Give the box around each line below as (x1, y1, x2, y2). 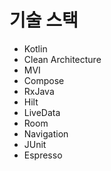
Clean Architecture (23, 53, 102, 65)
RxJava (23, 85, 55, 97)
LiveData (23, 106, 61, 118)
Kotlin (23, 42, 48, 55)
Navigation (23, 127, 69, 140)
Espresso (23, 149, 63, 161)
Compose (23, 74, 65, 86)
